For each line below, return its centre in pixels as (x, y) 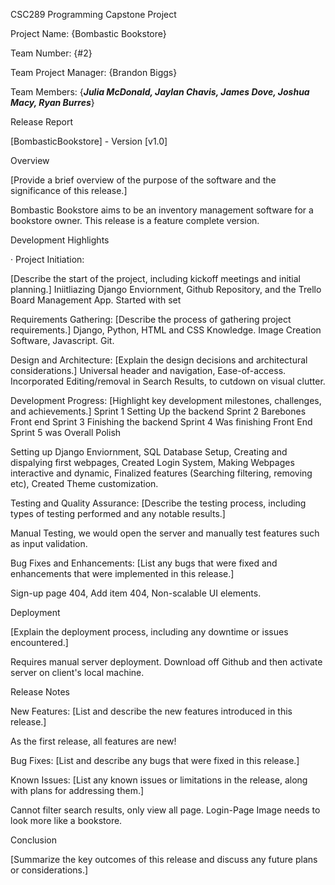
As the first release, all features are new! (93, 741)
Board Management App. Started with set (96, 300)
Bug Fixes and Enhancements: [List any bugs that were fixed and (144, 563)
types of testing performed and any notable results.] (118, 513)
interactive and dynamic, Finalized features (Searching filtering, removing (161, 473)
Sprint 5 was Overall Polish (66, 432)
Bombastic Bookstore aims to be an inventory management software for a (162, 210)
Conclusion (34, 840)
